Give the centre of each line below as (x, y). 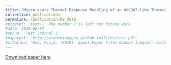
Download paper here (28, 57)
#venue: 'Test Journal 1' (33, 33)
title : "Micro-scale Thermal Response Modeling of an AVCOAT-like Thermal (86, 10)
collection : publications (33, 15)
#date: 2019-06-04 (25, 29)
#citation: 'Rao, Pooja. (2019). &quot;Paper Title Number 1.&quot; (79, 43)
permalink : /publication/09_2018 (41, 19)
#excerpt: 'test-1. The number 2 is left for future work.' (70, 24)
